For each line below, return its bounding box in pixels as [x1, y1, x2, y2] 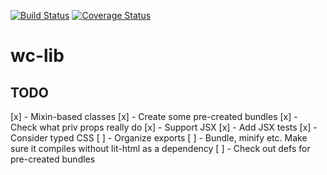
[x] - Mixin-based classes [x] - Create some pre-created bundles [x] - [10, 111, 298, 122]
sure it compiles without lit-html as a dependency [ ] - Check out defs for [10, 143, 311, 154]
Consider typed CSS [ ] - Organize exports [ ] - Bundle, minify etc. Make [10, 132, 308, 144]
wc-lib [10, 45, 65, 67]
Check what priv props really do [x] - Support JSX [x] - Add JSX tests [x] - [10, 121, 318, 133]
